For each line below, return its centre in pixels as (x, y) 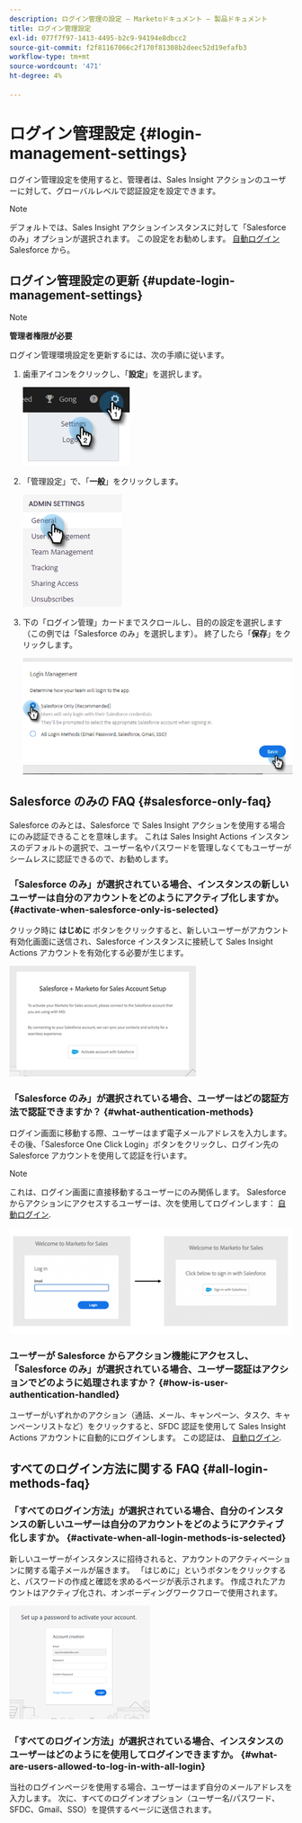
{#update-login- (188, 281)
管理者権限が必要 (41, 335)
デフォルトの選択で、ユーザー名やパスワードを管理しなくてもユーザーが (158, 847)
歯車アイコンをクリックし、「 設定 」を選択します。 (114, 374)
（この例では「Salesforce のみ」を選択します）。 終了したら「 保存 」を (152, 633)
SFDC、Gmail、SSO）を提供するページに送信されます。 (113, 1810)
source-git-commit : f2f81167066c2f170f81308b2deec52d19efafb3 (128, 48)
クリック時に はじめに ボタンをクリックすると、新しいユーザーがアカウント (149, 929)
